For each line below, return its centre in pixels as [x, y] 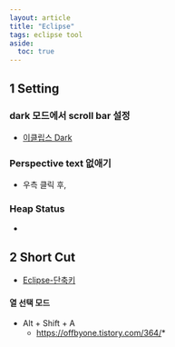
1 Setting [34, 89]
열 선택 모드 [30, 302]
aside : [22, 43]
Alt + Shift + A [49, 323]
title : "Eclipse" [42, 26]
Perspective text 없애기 [60, 163]
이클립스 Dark [47, 137]
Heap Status [37, 209]
